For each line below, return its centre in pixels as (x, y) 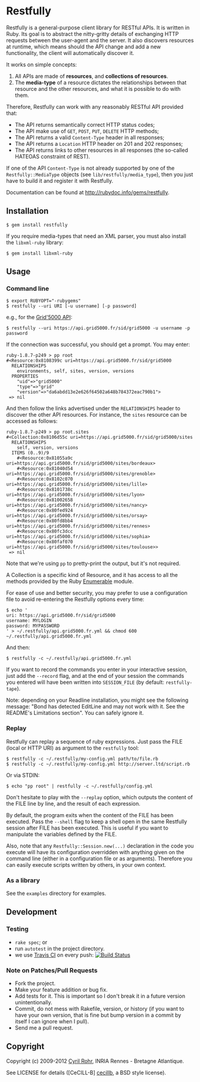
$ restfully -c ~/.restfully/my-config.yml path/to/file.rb (82, 759)
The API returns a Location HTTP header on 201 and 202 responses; (99, 143)
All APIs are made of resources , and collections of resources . (91, 76)
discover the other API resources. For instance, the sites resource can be (97, 415)
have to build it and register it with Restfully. (60, 181)
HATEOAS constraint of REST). (52, 156)
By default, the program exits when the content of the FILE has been (90, 815)
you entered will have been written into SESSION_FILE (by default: (85, 682)
